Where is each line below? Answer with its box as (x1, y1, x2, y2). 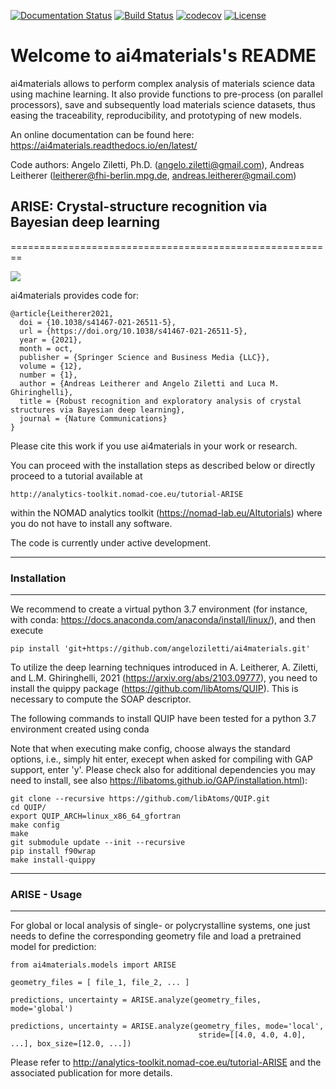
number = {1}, (19, 370, 78, 380)
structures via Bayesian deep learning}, (10, 405, 186, 415)
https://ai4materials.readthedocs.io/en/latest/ (10, 139, 198, 151)
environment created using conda (10, 723, 150, 735)
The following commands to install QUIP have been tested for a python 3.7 (10, 713, 317, 725)
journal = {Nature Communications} (19, 413, 168, 424)
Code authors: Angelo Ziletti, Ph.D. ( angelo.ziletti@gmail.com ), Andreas (10, 158, 305, 170)
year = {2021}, (19, 335, 83, 345)
